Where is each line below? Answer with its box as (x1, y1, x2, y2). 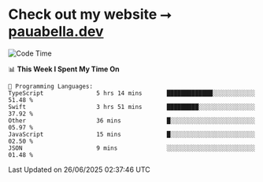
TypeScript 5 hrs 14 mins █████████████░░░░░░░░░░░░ (8, 89, 256, 97)
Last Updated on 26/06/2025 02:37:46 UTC (8, 165, 151, 174)
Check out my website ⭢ (8, 5, 172, 24)
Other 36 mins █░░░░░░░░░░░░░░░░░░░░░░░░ (8, 116, 256, 125)
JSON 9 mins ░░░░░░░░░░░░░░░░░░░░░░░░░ (8, 144, 256, 152)
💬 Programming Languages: (8, 82, 93, 90)
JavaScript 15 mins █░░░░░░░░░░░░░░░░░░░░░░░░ (8, 130, 256, 138)
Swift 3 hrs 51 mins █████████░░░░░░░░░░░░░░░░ (8, 103, 256, 111)
